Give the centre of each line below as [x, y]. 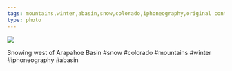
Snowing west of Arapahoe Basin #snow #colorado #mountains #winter [109, 52]
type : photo [24, 20]
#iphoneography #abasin [43, 60]
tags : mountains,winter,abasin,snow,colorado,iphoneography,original [109, 13]
